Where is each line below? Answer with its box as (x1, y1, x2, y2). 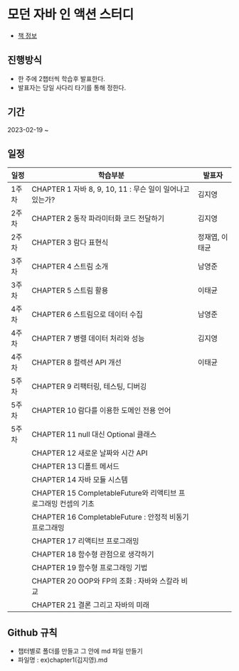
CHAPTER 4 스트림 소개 (31, 262, 109, 272)
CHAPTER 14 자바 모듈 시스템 (31, 475, 128, 485)
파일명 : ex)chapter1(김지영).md (17, 655, 108, 665)
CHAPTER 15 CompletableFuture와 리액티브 (31, 488, 177, 498)
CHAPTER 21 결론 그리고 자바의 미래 (31, 600, 149, 610)
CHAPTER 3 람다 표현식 (31, 237, 109, 247)
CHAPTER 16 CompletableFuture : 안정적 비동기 (31, 512, 190, 522)
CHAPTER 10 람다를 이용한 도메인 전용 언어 (31, 406, 171, 416)
